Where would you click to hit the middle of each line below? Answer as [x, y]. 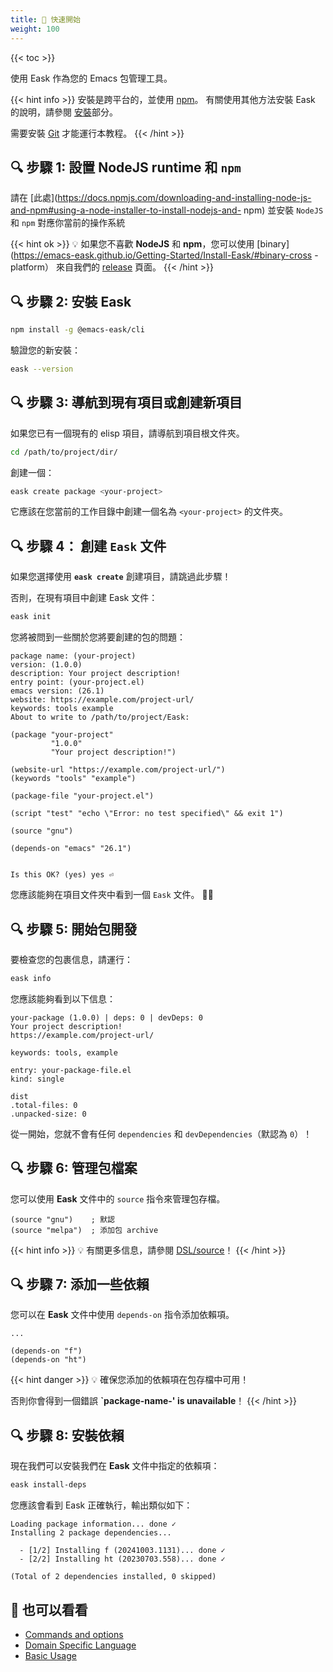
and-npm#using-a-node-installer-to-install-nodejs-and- [126, 210]
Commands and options [74, 1634]
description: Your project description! [96, 674]
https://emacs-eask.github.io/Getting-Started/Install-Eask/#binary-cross [163, 255]
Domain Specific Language [80, 1645]
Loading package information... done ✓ [93, 1524]
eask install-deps [48, 1485]
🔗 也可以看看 [49, 1609]
